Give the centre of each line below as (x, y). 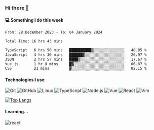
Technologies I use (25, 80)
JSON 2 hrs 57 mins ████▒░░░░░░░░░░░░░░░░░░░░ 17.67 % (76, 59)
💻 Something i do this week (34, 20)
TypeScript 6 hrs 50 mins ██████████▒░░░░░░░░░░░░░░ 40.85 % (76, 50)
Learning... (17, 112)
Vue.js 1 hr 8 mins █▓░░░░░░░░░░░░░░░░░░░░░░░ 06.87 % (76, 64)
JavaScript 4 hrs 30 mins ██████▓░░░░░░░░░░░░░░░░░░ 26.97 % (76, 55)
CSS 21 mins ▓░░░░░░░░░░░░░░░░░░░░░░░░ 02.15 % (76, 69)
